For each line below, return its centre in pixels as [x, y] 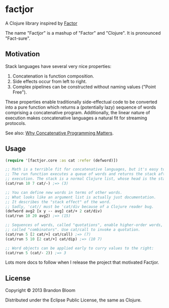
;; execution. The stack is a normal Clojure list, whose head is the [81, 179]
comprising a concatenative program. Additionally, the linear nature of [78, 112]
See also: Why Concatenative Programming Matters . [60, 133]
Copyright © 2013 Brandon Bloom [40, 290]
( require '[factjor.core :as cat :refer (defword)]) [62, 160]
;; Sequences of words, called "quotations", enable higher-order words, [84, 225]
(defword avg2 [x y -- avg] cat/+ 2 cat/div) [54, 211]
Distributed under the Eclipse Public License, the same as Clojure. [73, 300]
